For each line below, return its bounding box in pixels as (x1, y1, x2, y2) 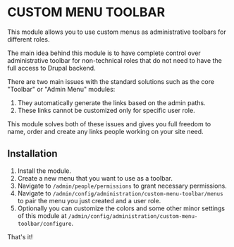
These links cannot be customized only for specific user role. (17, 106, 195, 114)
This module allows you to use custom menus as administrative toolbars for (7, 28, 227, 36)
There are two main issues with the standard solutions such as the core (7, 77, 215, 85)
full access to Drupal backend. (7, 64, 97, 72)
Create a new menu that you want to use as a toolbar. (17, 174, 173, 182)
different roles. (7, 35, 50, 43)
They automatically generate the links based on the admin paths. (17, 98, 206, 107)
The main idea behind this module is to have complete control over (7, 49, 201, 57)
